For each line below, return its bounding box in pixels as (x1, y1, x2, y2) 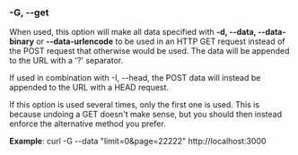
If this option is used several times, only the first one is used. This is (9, 99, 260, 110)
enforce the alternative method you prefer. (9, 118, 166, 129)
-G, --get (9, 6, 49, 19)
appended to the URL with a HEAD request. (9, 82, 169, 93)
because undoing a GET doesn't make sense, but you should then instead (9, 109, 283, 120)
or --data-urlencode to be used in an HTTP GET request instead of (35, 36, 285, 47)
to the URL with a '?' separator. (9, 56, 124, 66)
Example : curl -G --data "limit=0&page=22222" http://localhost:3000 (9, 136, 267, 147)
